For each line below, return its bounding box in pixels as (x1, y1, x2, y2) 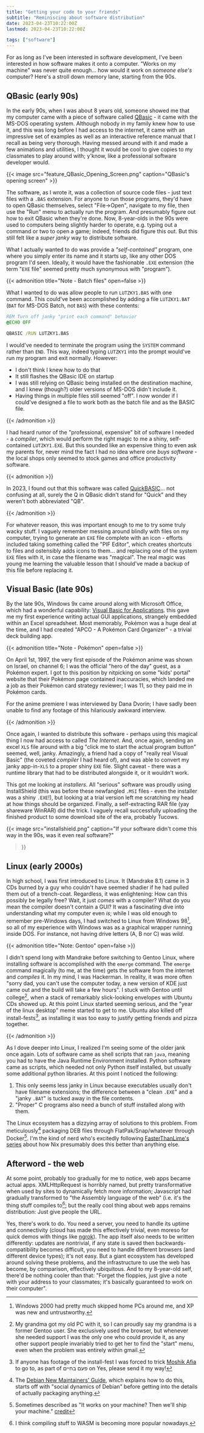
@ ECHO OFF (6, 319, 32, 325)
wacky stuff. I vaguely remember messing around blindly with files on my (6, 528, 189, 535)
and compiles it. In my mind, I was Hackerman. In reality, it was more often (6, 973, 192, 980)
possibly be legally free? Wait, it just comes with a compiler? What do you (6, 897, 190, 904)
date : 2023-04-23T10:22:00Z (6, 20, 78, 26)
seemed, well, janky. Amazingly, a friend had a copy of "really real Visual (6, 750, 188, 757)
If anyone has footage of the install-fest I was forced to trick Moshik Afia (15, 1358, 197, 1365)
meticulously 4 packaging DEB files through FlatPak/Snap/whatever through (6, 1126, 194, 1134)
